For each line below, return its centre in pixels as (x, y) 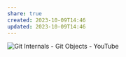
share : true (24, 14)
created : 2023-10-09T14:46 (47, 20)
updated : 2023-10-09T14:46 (47, 26)
